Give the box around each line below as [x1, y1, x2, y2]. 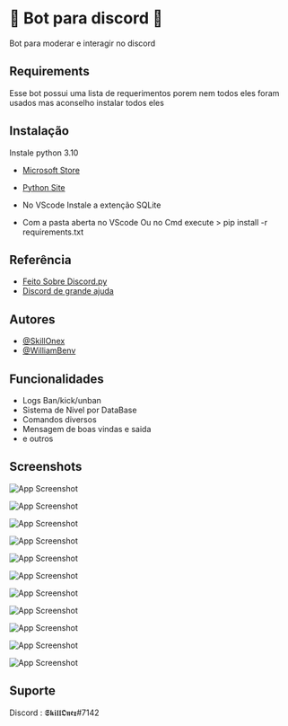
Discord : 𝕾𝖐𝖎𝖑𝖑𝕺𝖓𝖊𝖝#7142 [9, 707, 100, 718]
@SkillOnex [22, 336, 65, 347]
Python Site [22, 181, 65, 192]
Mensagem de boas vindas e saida [22, 424, 152, 434]
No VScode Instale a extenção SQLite [22, 199, 161, 210]
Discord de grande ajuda [22, 286, 114, 297]
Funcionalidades [9, 371, 105, 386]
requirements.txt [22, 226, 84, 237]
